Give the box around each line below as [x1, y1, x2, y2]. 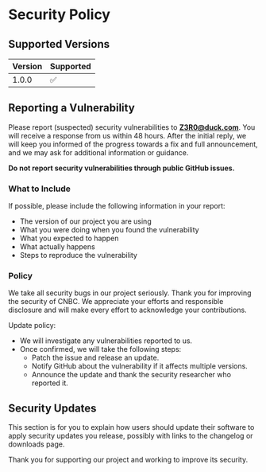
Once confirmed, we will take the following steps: [19, 345, 182, 354]
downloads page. [8, 439, 65, 449]
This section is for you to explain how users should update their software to [8, 423, 255, 432]
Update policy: [8, 321, 56, 330]
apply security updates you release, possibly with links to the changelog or [8, 431, 253, 441]
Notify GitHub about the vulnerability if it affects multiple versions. [31, 361, 248, 371]
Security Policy [8, 6, 111, 24]
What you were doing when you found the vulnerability [19, 225, 200, 235]
